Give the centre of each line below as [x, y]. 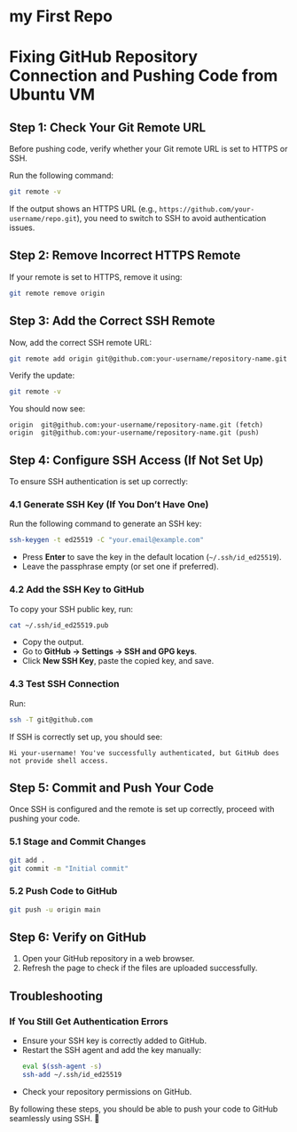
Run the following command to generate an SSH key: [106, 524]
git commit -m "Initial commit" [69, 868]
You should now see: [47, 409]
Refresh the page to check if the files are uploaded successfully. [140, 968]
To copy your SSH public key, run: [71, 609]
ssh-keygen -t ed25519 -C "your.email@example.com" [106, 540]
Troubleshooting [56, 996]
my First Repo [61, 16]
